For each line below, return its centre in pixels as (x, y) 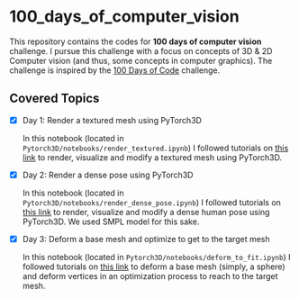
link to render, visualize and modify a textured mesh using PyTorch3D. (152, 157)
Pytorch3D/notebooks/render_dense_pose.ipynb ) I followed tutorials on (152, 202)
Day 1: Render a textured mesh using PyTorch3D (112, 120)
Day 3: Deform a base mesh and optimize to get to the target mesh (146, 239)
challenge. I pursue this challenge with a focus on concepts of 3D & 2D (141, 50)
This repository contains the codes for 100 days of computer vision (136, 41)
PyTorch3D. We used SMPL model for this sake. (111, 221)
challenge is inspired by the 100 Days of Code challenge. (115, 70)
